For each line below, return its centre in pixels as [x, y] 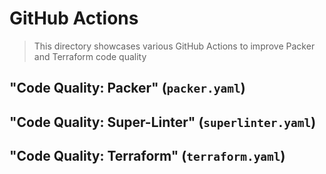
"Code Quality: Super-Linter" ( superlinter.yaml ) [163, 122]
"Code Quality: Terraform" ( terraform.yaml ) [147, 156]
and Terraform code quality [90, 56]
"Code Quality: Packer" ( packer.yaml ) [127, 88]
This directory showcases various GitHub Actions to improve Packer [174, 46]
